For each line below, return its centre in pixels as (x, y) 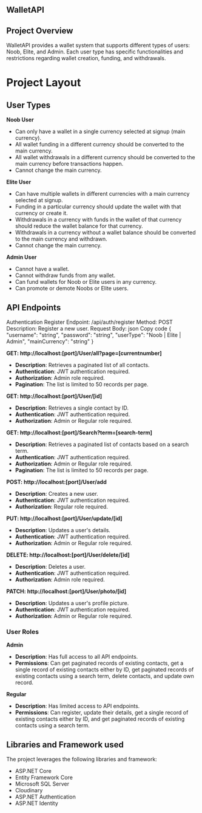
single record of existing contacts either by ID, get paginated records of (104, 670)
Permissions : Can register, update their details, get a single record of (102, 713)
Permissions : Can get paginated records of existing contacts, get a (99, 663)
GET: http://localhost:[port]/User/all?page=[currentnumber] (84, 353)
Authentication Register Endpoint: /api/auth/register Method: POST (89, 322)
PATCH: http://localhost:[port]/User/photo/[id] (66, 591)
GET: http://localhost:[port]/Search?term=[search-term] (79, 433)
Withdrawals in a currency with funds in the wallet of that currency (98, 220)
